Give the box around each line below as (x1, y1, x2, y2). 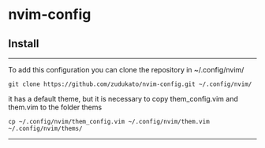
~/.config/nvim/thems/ (8, 124, 83, 132)
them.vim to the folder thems (8, 102, 103, 112)
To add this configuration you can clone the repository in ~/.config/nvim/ (8, 65, 244, 74)
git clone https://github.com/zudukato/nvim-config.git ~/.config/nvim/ (8, 80, 252, 88)
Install (8, 37, 39, 50)
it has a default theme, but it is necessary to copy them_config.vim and (8, 94, 239, 103)
